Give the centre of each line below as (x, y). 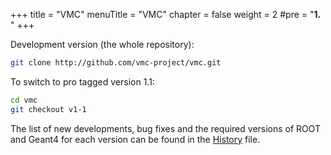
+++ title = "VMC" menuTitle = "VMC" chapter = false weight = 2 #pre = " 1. (165, 14)
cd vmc (24, 100)
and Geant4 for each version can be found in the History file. (135, 139)
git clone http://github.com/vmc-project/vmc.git (116, 63)
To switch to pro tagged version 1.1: (82, 81)
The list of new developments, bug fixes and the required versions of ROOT (166, 128)
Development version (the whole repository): (102, 44)
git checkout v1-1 (48, 109)
